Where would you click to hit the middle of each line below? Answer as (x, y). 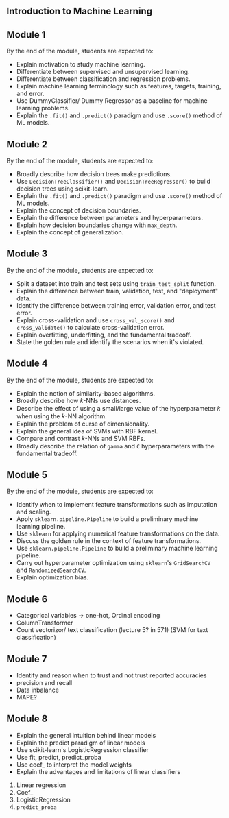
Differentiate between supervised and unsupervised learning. (103, 72)
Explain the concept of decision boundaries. (79, 210)
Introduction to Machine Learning (79, 11)
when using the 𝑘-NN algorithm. (61, 416)
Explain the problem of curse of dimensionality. (83, 424)
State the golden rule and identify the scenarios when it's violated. (110, 341)
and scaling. (34, 512)
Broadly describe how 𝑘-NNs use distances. (79, 400)
